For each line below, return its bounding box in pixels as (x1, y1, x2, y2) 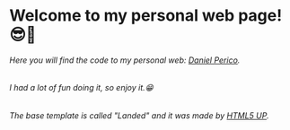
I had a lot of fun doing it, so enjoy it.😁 (9, 82, 154, 93)
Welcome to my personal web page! (9, 5, 283, 26)
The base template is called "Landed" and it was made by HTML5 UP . (9, 110, 269, 121)
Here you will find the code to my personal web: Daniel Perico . (9, 55, 241, 65)
